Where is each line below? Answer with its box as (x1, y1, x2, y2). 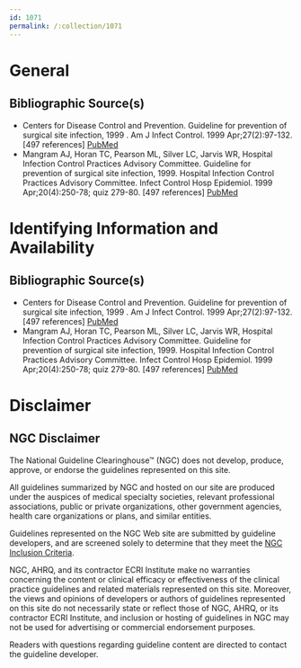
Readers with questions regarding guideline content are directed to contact (9, 639, 288, 650)
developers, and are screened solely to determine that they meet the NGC (9, 537, 283, 548)
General (9, 60, 70, 81)
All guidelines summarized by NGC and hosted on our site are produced (9, 482, 276, 493)
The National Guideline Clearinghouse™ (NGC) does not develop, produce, (9, 455, 285, 466)
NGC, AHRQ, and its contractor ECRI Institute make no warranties (9, 564, 251, 575)
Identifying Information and (9, 218, 218, 238)
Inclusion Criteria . (9, 547, 75, 557)
